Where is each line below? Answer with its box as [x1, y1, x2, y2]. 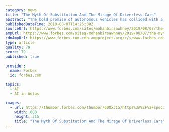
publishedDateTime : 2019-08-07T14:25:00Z [5, 21, 94, 27]
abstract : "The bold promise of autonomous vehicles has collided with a [5, 17, 163, 22]
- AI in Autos [10, 91, 39, 96]
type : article [5, 40, 35, 45]
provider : [5, 63, 26, 69]
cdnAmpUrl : [5, 36, 28, 41]
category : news [5, 7, 37, 13]
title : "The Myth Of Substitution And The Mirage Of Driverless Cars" [5, 12, 156, 17]
